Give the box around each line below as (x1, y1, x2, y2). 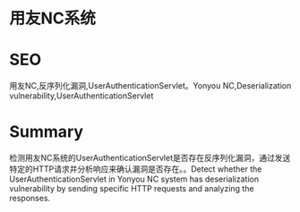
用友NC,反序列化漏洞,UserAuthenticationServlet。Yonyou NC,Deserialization (9, 81, 292, 91)
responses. (9, 193, 51, 204)
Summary (9, 122, 83, 142)
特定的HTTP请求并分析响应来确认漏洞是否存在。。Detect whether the (9, 164, 262, 174)
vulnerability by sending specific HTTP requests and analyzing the (9, 183, 254, 194)
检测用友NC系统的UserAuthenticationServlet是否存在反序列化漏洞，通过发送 (9, 153, 291, 164)
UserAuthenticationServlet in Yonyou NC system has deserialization (9, 174, 260, 184)
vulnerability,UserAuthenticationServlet (9, 90, 154, 101)
